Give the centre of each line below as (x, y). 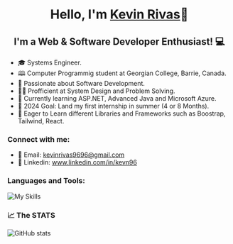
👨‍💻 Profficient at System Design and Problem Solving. (96, 91)
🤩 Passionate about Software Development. (81, 83)
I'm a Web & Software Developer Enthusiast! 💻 (119, 41)
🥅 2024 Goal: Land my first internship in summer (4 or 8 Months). (113, 106)
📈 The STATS (31, 215)
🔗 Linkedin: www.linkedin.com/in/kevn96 (77, 162)
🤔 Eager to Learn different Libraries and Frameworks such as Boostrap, (121, 113)
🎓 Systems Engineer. (49, 62)
